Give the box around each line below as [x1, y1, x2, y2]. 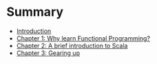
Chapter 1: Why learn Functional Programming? [16, 34, 151, 42]
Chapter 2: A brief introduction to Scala [16, 41, 128, 50]
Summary [6, 4, 63, 20]
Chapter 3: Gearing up [16, 49, 81, 57]
